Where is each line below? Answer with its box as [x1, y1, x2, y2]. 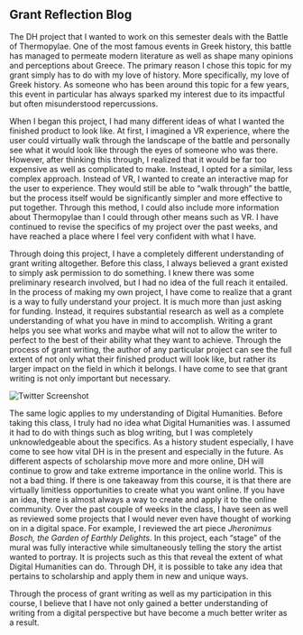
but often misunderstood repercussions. [9, 98, 159, 109]
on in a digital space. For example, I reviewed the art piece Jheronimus [9, 522, 272, 533]
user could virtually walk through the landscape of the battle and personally [9, 134, 290, 145]
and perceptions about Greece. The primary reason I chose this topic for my [9, 60, 292, 70]
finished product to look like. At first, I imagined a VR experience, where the [9, 125, 290, 136]
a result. [9, 617, 40, 628]
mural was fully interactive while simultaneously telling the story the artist [9, 541, 282, 553]
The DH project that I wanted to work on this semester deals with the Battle [9, 31, 289, 41]
